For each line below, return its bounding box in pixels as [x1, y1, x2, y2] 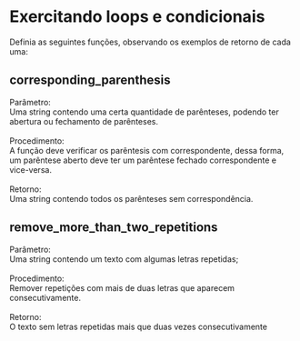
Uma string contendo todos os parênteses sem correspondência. [9, 193, 254, 204]
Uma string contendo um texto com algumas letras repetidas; [9, 253, 239, 265]
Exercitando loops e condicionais [9, 6, 265, 27]
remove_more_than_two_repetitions [9, 220, 218, 236]
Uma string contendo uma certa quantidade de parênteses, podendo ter [9, 106, 279, 117]
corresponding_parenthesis [9, 73, 171, 88]
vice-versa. [9, 164, 53, 175]
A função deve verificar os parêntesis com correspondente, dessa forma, [9, 145, 285, 155]
